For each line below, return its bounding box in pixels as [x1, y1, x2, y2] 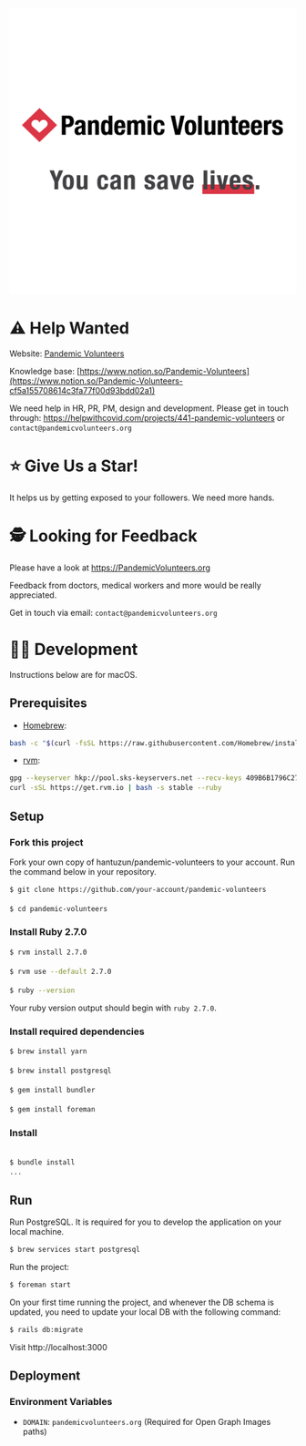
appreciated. [9, 590, 57, 600]
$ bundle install [9, 1157, 76, 1167]
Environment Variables [9, 1396, 113, 1409]
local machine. [9, 1226, 65, 1237]
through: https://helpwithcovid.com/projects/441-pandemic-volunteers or [9, 412, 285, 423]
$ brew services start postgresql [9, 1246, 141, 1255]
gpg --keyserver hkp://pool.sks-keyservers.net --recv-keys [9, 774, 243, 783]
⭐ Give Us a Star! [9, 456, 139, 477]
